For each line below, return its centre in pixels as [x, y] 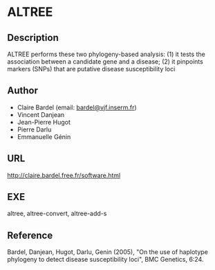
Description [33, 38]
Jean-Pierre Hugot [44, 122]
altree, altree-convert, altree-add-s [57, 214]
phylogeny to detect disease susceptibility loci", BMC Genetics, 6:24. [105, 260]
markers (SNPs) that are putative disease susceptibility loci [91, 69]
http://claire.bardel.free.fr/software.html [64, 175]
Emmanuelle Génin [44, 136]
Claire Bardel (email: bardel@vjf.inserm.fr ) [77, 107]
